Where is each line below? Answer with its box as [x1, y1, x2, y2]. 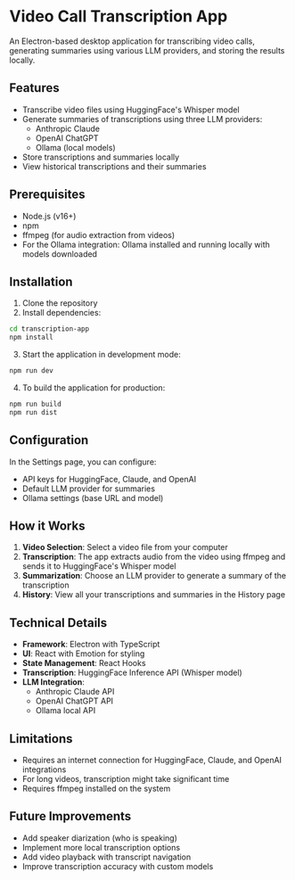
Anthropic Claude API [35, 687, 115, 697]
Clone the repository [21, 298, 98, 308]
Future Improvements [9, 809, 132, 824]
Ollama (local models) [35, 142, 116, 152]
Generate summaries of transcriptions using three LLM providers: [21, 113, 263, 124]
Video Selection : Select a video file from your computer [21, 542, 229, 553]
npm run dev [9, 366, 53, 375]
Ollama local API [35, 705, 96, 716]
